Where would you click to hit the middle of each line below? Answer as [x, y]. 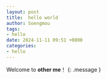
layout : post [23, 12]
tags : [13, 29]
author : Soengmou [28, 23]
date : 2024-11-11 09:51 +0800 [45, 40]
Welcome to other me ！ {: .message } [54, 69]
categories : [21, 46]
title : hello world [33, 18]
